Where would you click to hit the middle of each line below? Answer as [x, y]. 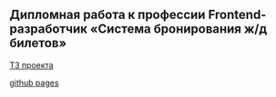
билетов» [38, 43]
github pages [34, 82]
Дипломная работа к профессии [107, 15]
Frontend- [237, 15]
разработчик [49, 29]
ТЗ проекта [31, 65]
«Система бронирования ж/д [179, 29]
